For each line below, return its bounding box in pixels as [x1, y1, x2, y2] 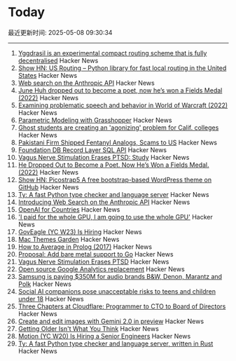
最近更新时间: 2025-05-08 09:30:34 [8, 28, 113, 36]
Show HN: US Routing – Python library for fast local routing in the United [18, 64, 227, 72]
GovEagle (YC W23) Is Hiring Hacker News [18, 227, 142, 236]
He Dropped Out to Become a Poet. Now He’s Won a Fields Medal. [18, 161, 209, 169]
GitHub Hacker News [18, 183, 79, 191]
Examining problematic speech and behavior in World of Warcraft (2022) [18, 101, 228, 109]
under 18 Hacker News [18, 294, 84, 303]
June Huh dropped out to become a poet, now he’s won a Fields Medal [18, 86, 223, 95]
